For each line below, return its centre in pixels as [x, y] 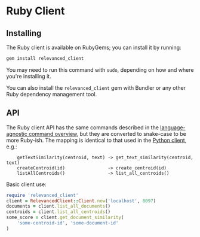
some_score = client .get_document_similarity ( [65, 218]
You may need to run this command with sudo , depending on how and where [100, 69]
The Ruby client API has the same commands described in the [83, 127]
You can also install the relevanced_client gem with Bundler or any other [96, 87]
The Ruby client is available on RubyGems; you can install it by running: [94, 47]
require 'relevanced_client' [42, 195]
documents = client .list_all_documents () [59, 206]
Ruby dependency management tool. [52, 94]
